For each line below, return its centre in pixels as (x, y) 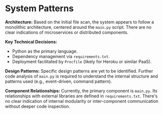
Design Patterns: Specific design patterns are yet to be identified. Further (79, 71)
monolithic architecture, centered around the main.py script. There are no (78, 27)
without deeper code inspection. (38, 106)
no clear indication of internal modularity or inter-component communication (82, 101)
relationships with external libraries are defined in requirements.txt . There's (81, 96)
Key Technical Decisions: (31, 41)
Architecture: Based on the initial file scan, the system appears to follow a (80, 22)
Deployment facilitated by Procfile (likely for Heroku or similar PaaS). (82, 61)
